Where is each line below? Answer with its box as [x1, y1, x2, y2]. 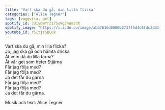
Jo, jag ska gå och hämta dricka [5, 48, 70, 54]
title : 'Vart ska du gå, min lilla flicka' [5, 7, 96, 12]
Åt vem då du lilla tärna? [5, 54, 54, 59]
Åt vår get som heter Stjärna [5, 59, 62, 65]
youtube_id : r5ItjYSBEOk [5, 30, 56, 35]
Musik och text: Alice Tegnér [5, 100, 63, 105]
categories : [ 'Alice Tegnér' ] [5, 12, 67, 17]
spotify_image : [5, 25, 36, 30]
